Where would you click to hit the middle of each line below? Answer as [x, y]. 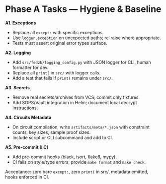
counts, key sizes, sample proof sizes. [51, 132]
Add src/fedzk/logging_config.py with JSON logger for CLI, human [82, 62]
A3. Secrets [18, 87]
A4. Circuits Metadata [28, 117]
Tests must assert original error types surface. [60, 43]
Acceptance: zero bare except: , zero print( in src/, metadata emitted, [77, 172]
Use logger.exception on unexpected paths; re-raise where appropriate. [86, 38]
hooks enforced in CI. [27, 177]
